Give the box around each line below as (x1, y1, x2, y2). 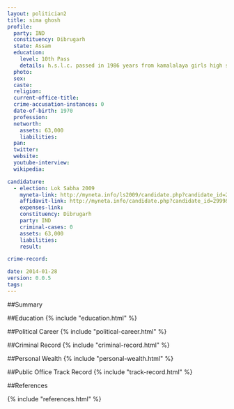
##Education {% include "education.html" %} (7, 314, 137, 322)
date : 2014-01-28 (7, 268, 58, 275)
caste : (13, 82, 33, 88)
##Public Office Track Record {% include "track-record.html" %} (7, 367, 193, 376)
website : (13, 153, 39, 160)
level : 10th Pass (19, 56, 70, 63)
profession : (13, 114, 49, 121)
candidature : (7, 178, 45, 185)
